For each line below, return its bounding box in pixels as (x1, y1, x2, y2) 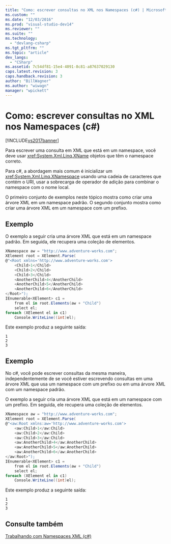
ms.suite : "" (5, 31, 33, 36)
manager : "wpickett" (5, 88, 49, 93)
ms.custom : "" (5, 12, 36, 17)
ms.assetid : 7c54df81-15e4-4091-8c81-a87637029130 (5, 64, 115, 69)
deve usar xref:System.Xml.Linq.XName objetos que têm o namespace (5, 153, 154, 159)
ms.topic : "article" (5, 50, 49, 55)
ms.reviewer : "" (5, 26, 40, 32)
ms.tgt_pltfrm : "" (5, 45, 44, 50)
